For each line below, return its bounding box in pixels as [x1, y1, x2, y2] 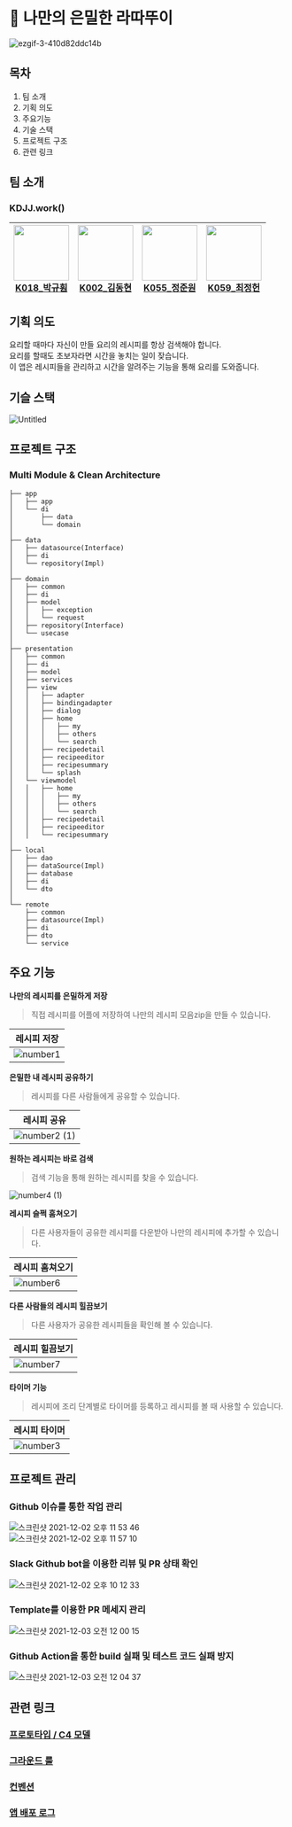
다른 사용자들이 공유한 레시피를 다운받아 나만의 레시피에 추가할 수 [30, 1226, 256, 1237]
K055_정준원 [142, 282, 196, 294]
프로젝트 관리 [9, 1472, 77, 1487]
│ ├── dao [9, 853, 53, 862]
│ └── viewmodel [9, 776, 77, 785]
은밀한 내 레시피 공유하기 [9, 1071, 94, 1082]
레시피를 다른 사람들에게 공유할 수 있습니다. [30, 1091, 181, 1101]
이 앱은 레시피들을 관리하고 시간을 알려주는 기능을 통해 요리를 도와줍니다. [9, 362, 259, 372]
